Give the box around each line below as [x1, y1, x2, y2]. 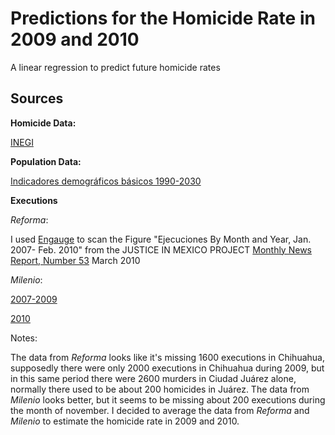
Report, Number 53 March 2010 [10, 254, 141, 266]
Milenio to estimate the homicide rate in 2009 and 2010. [10, 415, 240, 427]
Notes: [10, 332, 38, 344]
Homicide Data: [10, 117, 77, 129]
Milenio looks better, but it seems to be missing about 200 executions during [10, 393, 326, 406]
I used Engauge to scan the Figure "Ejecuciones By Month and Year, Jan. [10, 233, 312, 245]
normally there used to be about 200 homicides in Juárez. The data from [10, 383, 310, 395]
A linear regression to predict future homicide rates [10, 61, 221, 73]
